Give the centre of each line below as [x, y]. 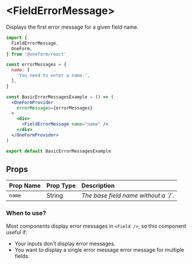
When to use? [26, 213]
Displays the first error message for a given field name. [72, 27]
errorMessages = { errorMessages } [55, 108]
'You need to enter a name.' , [54, 76]
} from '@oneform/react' [36, 54]
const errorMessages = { [36, 65]
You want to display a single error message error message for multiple [99, 249]
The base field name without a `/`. [128, 196]
